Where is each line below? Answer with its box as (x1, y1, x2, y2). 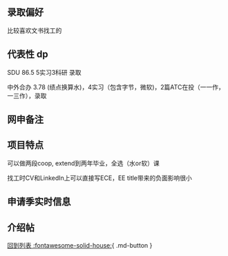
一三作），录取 (7, 91, 47, 100)
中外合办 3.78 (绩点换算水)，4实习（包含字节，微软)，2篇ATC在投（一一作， (7, 82, 225, 91)
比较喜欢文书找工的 (7, 26, 62, 35)
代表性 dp (7, 48, 48, 60)
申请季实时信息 (7, 196, 71, 208)
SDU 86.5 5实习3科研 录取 (7, 68, 82, 76)
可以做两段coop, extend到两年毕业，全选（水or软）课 (7, 158, 160, 167)
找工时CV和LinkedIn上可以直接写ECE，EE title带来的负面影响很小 (7, 174, 192, 182)
